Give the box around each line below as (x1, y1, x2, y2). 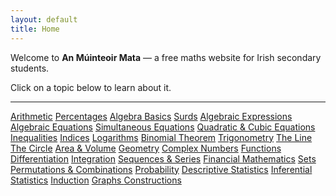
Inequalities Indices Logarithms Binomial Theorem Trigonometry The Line (10, 131, 313, 143)
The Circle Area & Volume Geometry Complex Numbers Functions (10, 142, 282, 154)
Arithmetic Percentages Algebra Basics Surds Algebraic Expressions (10, 110, 293, 122)
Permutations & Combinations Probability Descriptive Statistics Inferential (10, 163, 313, 175)
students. (10, 62, 50, 74)
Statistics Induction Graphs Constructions (10, 174, 182, 186)
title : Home (10, 24, 60, 34)
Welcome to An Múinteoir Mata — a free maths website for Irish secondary (10, 51, 322, 63)
